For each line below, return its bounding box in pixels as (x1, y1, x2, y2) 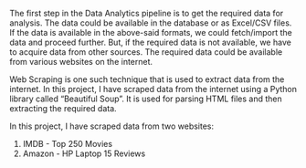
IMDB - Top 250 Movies (22, 139, 112, 149)
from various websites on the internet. (9, 57, 153, 67)
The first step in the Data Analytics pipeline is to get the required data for (9, 8, 284, 18)
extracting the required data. (9, 103, 117, 113)
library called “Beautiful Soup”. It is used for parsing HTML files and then (9, 93, 283, 104)
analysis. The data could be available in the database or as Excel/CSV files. (9, 17, 292, 28)
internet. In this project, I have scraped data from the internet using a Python (9, 84, 298, 94)
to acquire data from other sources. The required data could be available (9, 47, 283, 58)
